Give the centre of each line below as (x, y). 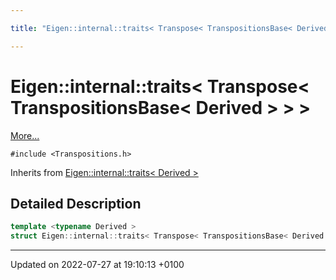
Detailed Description (76, 203)
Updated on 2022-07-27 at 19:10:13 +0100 (97, 265)
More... (25, 135)
